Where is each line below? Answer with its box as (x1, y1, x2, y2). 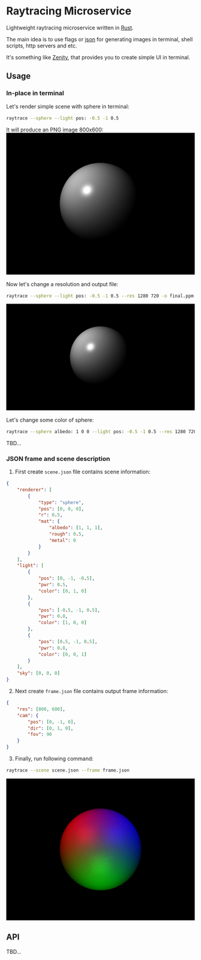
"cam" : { (17, 712, 39, 718)
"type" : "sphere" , (38, 499, 84, 505)
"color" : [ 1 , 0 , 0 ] (38, 620, 87, 626)
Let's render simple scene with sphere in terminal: (6, 103, 130, 110)
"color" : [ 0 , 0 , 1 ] (38, 651, 87, 658)
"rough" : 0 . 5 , (48, 531, 84, 538)
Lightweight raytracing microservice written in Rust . (6, 24, 134, 31)
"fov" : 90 (28, 731, 52, 737)
